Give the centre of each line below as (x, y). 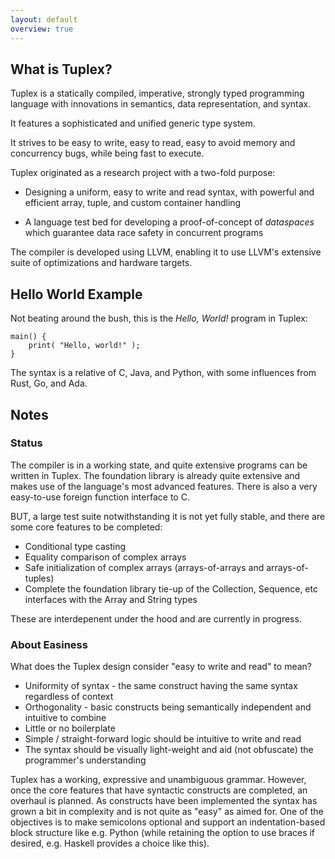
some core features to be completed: (86, 527)
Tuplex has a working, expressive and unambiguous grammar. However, (158, 780)
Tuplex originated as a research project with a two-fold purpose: (143, 173)
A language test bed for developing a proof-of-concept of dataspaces (169, 222)
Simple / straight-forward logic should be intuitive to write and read (163, 739)
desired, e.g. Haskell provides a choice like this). (110, 843)
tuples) (39, 578)
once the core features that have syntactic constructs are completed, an (159, 790)
